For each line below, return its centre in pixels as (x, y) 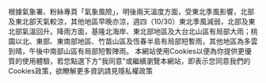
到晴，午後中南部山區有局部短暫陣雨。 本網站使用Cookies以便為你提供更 (127, 51)
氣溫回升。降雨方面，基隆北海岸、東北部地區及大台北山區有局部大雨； (136, 31)
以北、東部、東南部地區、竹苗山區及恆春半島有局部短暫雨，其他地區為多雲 (136, 41)
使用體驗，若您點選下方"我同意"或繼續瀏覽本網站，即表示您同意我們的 (136, 61)
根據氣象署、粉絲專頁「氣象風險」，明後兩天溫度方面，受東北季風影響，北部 (131, 11)
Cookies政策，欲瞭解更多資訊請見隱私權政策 (80, 71)
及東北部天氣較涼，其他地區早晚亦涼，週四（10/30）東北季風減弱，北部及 (129, 21)
